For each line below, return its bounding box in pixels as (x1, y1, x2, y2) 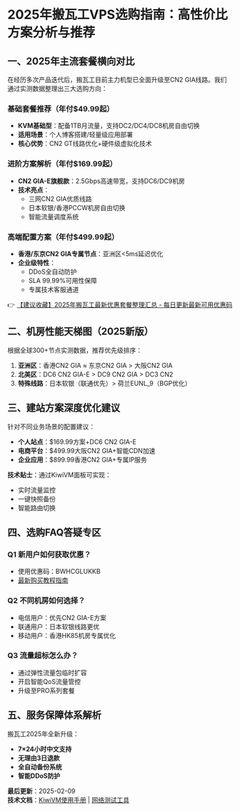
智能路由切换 (17, 503, 56, 512)
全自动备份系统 (17, 762, 62, 771)
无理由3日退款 (17, 753, 60, 762)
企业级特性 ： (17, 258, 56, 267)
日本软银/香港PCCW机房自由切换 (28, 203, 126, 212)
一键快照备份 (17, 494, 56, 503)
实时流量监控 (17, 485, 56, 494)
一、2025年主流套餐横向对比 (7, 55, 135, 67)
